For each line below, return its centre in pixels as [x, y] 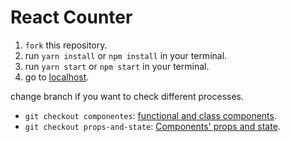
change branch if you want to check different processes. [127, 96]
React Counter [71, 17]
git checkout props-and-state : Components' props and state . [152, 126]
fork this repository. [66, 45]
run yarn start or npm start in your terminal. [117, 66]
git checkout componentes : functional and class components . [150, 115]
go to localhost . [57, 77]
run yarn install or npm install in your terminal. [126, 55]
